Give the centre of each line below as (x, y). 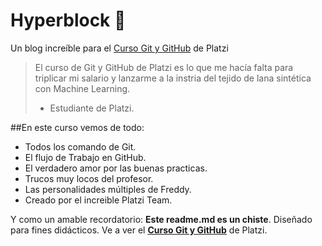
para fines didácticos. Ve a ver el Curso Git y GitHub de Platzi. (139, 230)
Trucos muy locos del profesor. (89, 178)
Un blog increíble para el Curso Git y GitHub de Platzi (119, 48)
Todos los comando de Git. (80, 146)
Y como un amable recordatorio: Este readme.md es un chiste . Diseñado (161, 219)
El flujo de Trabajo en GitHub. (85, 157)
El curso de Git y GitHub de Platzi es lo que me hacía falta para (164, 67)
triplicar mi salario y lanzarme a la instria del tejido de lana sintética (173, 78)
